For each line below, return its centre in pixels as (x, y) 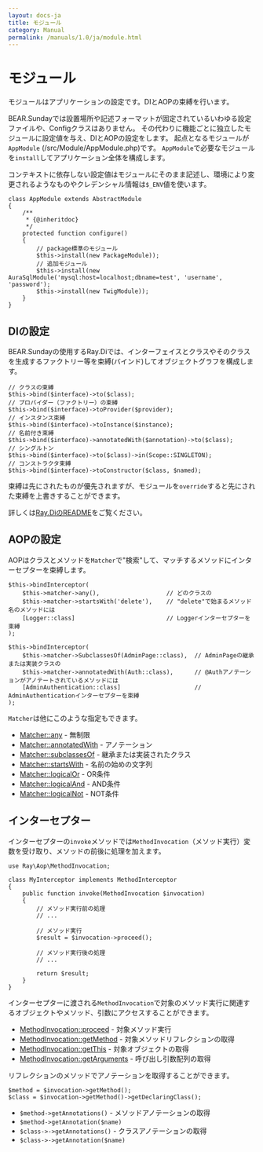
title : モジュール (35, 23)
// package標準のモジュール (77, 249)
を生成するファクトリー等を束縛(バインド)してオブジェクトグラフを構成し (128, 361)
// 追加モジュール (62, 264)
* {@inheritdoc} (52, 220)
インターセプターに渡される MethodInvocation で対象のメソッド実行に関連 (126, 1003)
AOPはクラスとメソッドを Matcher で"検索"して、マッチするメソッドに (120, 560)
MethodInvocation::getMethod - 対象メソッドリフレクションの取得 (127, 1039)
